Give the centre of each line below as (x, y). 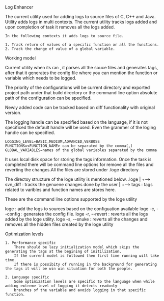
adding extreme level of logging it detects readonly (61, 286)
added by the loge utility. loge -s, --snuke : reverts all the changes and (76, 219)
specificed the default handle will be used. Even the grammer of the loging (81, 127)
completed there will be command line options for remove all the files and (79, 164)
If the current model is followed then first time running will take (87, 256)
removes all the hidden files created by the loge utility (59, 224)
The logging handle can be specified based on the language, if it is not (77, 122)
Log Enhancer (19, 7)
